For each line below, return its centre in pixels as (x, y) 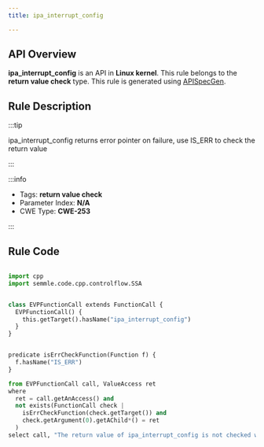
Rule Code (34, 251)
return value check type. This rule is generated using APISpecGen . (117, 81)
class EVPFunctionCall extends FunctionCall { (86, 305)
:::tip (15, 125)
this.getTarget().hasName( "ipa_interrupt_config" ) (107, 320)
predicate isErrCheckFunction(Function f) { (82, 355)
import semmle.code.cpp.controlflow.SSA (75, 283)
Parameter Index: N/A (55, 203)
